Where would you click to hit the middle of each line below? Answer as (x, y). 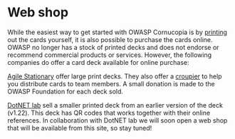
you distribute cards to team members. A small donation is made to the (111, 83)
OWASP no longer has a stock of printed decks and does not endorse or (113, 47)
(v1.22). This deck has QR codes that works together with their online (109, 113)
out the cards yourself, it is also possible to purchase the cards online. (110, 39)
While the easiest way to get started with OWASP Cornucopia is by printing (117, 32)
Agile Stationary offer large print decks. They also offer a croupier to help (115, 76)
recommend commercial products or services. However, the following (110, 55)
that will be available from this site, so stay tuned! (80, 128)
